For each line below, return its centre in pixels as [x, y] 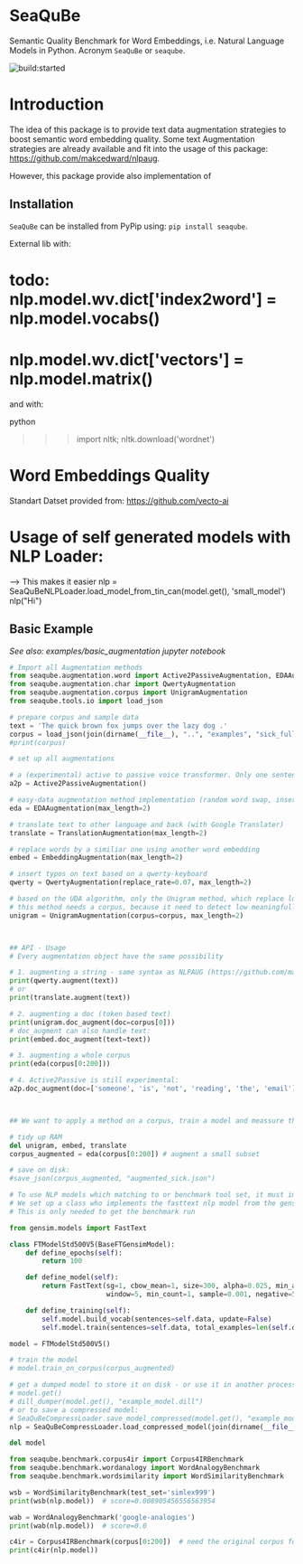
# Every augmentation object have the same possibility [116, 956]
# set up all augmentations [62, 759]
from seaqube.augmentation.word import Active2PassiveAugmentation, [141, 676]
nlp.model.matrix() [81, 379]
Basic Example [51, 629]
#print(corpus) [38, 742]
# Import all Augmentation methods [76, 667]
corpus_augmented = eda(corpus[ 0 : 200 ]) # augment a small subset [134, 1154]
